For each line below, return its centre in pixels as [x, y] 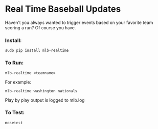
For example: [18, 82]
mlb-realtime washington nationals [41, 91]
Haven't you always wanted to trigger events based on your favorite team [79, 22]
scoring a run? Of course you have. [41, 27]
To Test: [15, 112]
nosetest [14, 123]
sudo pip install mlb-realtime [37, 51]
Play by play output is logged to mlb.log [45, 100]
